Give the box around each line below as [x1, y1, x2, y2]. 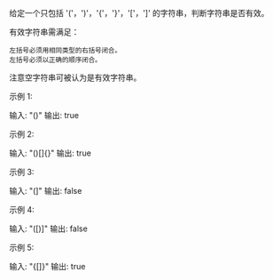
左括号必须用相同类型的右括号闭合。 [9, 46, 122, 55]
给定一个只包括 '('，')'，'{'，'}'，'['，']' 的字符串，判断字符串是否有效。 [9, 8, 269, 18]
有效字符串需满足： [9, 27, 80, 37]
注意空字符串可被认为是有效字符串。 [9, 72, 142, 83]
